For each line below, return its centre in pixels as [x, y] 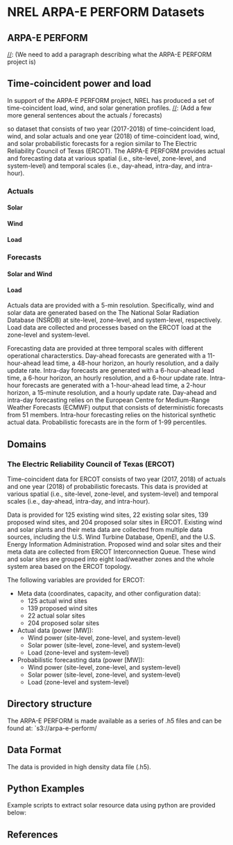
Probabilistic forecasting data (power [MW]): [81, 660]
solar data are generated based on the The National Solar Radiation [103, 313]
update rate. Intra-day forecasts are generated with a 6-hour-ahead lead [111, 371]
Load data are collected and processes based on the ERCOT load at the [110, 328]
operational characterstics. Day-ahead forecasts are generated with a [106, 356]
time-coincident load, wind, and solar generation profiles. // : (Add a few [109, 108]
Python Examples [46, 788]
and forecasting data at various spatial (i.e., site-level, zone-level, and [107, 158]
